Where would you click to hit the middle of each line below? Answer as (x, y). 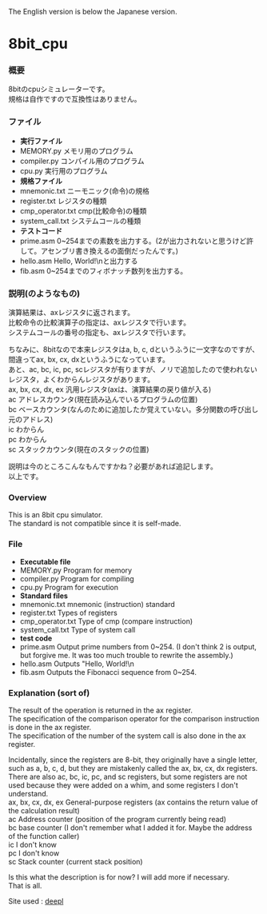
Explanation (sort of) (49, 692)
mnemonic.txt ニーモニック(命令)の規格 (85, 190)
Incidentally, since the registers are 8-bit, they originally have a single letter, (133, 760)
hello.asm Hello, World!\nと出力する (79, 261)
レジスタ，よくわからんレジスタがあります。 (81, 380)
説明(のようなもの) (44, 293)
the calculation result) (44, 810)
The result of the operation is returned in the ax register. (101, 710)
